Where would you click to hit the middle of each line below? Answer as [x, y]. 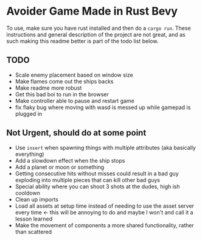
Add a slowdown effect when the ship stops [70, 160]
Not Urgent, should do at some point [76, 133]
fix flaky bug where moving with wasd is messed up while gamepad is [103, 107]
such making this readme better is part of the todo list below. [82, 41]
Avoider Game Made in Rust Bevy [92, 11]
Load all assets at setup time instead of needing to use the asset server [105, 206]
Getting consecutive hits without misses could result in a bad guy [97, 173]
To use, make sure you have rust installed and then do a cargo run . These [99, 28]
